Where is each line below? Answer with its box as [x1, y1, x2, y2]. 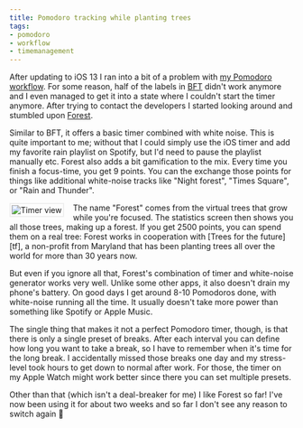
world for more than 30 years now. [9, 250, 138, 262]
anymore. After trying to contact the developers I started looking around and [9, 100, 293, 111]
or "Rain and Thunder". [9, 185, 95, 196]
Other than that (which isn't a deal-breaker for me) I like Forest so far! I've [9, 389, 283, 400]
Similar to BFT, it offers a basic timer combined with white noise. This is [9, 127, 275, 138]
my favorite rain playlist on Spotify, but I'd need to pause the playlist [9, 146, 262, 158]
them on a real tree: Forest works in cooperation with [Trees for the [9, 231, 259, 242]
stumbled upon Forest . [9, 110, 93, 121]
